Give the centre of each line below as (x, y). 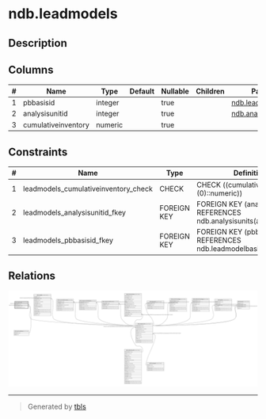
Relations (32, 276)
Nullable (175, 91)
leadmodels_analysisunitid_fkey (75, 212)
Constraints (38, 152)
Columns (31, 69)
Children (211, 91)
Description (38, 43)
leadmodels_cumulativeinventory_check (88, 189)
